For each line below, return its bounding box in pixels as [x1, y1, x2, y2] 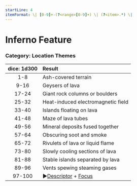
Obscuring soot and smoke [42, 131, 107, 138]
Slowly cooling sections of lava [42, 147, 116, 155]
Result [42, 65, 58, 72]
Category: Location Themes [5, 52, 76, 59]
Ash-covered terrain [42, 73, 92, 81]
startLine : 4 [5, 7, 33, 13]
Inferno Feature [5, 34, 72, 46]
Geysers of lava [42, 82, 80, 89]
